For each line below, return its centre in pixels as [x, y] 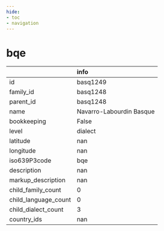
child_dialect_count [36, 210]
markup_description [38, 180]
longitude [23, 151]
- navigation [23, 23]
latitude [20, 141]
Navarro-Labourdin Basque [116, 112]
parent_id [23, 102]
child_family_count [35, 190]
